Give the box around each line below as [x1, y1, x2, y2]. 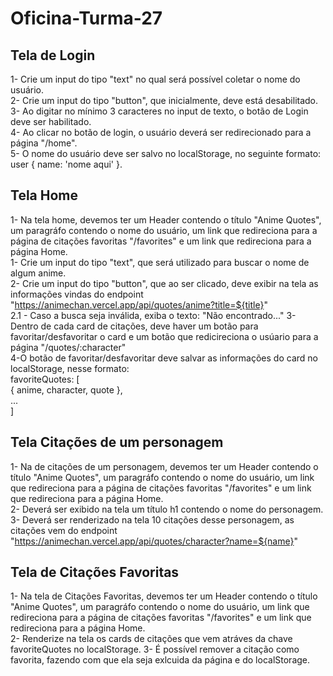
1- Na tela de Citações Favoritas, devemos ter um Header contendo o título [10, 590, 318, 602]
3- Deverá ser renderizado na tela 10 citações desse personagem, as [10, 513, 295, 526]
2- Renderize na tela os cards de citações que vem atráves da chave [10, 633, 293, 645]
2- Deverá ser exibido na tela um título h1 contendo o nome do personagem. [10, 503, 324, 515]
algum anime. [10, 267, 67, 279]
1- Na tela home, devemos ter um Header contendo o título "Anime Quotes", [10, 213, 322, 226]
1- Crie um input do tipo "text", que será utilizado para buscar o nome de [10, 256, 310, 268]
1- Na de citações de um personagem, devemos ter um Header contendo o [10, 460, 319, 472]
